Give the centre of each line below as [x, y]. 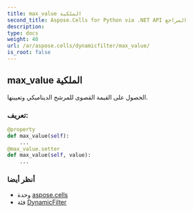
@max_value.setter [34, 149]
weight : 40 [23, 40]
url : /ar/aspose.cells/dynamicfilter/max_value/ [79, 46]
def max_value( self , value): [49, 155]
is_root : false [29, 53]
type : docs [23, 33]
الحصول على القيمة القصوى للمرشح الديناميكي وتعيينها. [78, 97]
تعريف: [18, 115]
